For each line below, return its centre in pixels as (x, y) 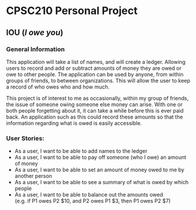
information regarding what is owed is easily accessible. (74, 123)
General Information (36, 49)
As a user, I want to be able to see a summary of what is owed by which (102, 182)
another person (33, 176)
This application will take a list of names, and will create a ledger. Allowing (96, 62)
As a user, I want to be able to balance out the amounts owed (89, 195)
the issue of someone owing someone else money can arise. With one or (94, 104)
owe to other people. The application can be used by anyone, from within (95, 74)
